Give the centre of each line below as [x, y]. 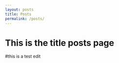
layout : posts [20, 10]
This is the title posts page [60, 43]
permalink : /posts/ [25, 19]
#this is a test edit [23, 56]
